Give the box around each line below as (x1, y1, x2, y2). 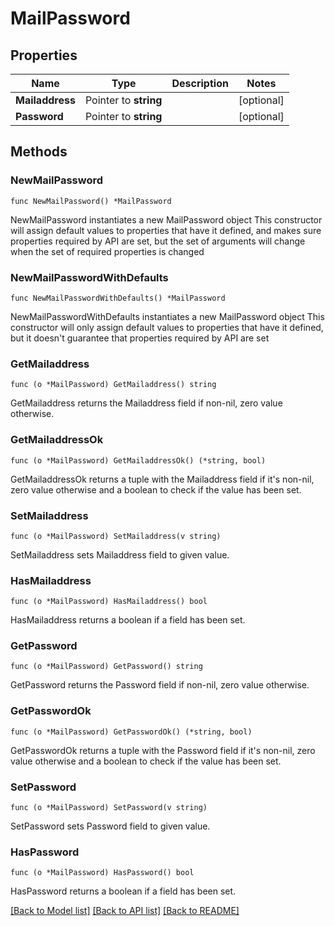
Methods (10, 143, 68, 161)
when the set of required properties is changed (10, 245, 205, 257)
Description (171, 77, 229, 90)
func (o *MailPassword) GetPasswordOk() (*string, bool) (10, 727, 253, 737)
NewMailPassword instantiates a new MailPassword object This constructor (10, 213, 323, 226)
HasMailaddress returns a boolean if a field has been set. (10, 614, 246, 626)
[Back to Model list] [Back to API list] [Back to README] (10, 905, 240, 917)
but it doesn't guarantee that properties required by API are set (10, 332, 270, 344)
